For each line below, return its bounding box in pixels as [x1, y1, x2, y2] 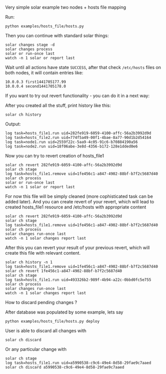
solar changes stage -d [5, 42, 55, 47]
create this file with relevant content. [5, 250, 81, 256]
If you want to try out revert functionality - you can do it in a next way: [5, 93, 149, 99]
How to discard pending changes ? [5, 300, 78, 305]
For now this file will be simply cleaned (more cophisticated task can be [5, 193, 153, 199]
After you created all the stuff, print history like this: [5, 103, 111, 108]
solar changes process [5, 47, 53, 52]
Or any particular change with [5, 346, 67, 352]
